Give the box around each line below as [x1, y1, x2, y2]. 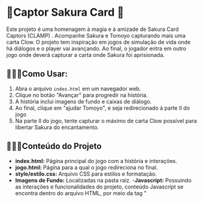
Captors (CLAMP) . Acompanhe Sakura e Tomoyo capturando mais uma [6, 32, 186, 39]
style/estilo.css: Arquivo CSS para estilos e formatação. [15, 170, 157, 178]
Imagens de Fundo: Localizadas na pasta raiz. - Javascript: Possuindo [15, 176, 192, 184]
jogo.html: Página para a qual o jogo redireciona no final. [15, 164, 158, 171]
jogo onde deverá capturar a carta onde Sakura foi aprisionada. [6, 51, 165, 58]
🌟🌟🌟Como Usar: [6, 69, 68, 79]
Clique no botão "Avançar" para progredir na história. [15, 91, 148, 99]
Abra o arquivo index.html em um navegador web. [15, 85, 141, 92]
